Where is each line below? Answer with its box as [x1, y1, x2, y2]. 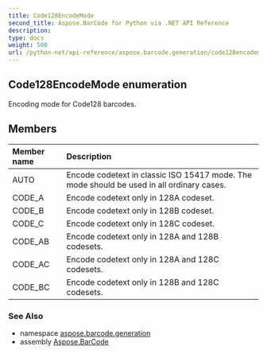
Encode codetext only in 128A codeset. [66, 192, 215, 203]
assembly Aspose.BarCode [19, 336, 109, 346]
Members [8, 123, 57, 136]
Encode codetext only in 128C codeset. [66, 218, 215, 229]
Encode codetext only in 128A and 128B [66, 231, 219, 242]
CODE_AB [12, 235, 49, 247]
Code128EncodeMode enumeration [8, 78, 188, 91]
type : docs [8, 33, 44, 42]
